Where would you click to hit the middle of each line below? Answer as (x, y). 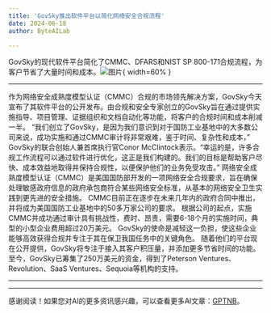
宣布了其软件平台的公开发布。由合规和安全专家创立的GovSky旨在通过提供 (131, 107)
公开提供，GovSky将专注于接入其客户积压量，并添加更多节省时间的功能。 (138, 248)
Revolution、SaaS (38, 269)
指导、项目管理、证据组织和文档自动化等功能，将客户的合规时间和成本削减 (139, 117)
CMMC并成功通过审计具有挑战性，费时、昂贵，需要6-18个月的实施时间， (130, 218)
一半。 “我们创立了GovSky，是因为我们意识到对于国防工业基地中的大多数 (130, 127)
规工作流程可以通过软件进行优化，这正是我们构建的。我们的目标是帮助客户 (132, 158)
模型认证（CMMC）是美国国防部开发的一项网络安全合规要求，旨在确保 (140, 178)
